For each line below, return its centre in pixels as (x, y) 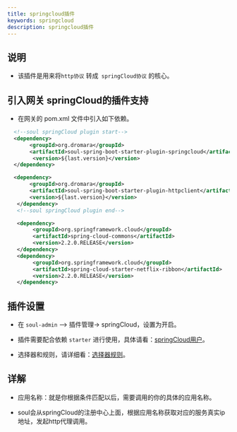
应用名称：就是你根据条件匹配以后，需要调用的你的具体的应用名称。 (116, 397)
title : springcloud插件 (41, 14)
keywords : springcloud (41, 21)
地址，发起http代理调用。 (54, 421)
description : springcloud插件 (50, 27)
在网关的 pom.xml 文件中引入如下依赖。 (75, 118)
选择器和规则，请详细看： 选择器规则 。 (73, 355)
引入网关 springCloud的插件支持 (78, 100)
